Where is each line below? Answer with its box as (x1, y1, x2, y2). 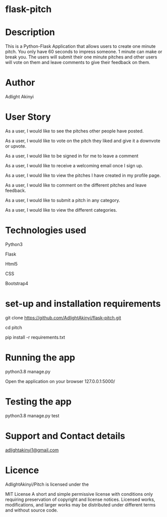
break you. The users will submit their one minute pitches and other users (5, 54, 157, 60)
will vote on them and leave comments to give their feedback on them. (5, 59, 150, 66)
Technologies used (5, 225, 87, 236)
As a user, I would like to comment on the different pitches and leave (5, 182, 147, 188)
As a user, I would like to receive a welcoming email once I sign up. (5, 163, 143, 168)
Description (5, 27, 55, 38)
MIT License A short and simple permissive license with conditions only (5, 491, 153, 497)
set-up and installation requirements (5, 298, 161, 309)
